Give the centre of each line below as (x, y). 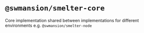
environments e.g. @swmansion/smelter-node (49, 25)
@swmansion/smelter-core (55, 8)
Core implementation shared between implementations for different (72, 20)
